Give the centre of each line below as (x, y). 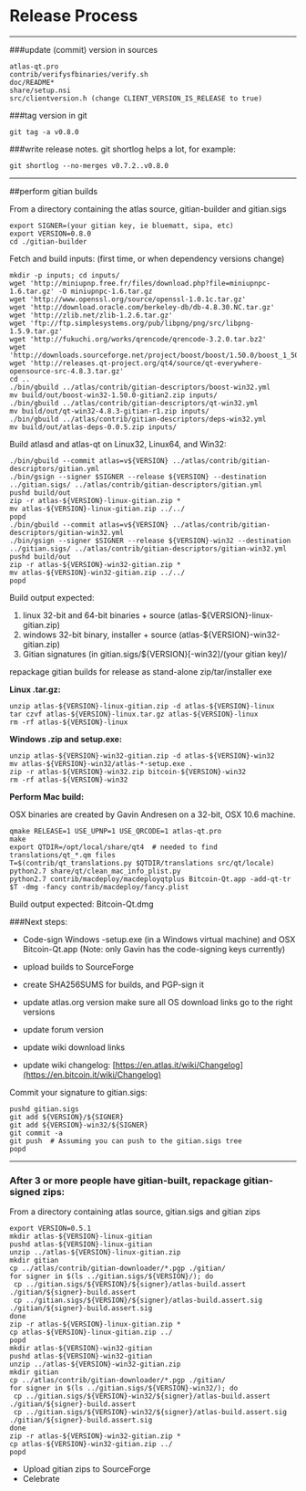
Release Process (74, 16)
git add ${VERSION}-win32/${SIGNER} (79, 1125)
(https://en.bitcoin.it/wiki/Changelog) (92, 1075)
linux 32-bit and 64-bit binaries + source (99, 615)
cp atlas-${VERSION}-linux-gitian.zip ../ (91, 1333)
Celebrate (41, 1479)
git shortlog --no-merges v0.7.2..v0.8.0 (89, 165)
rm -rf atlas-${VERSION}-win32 (69, 780)
